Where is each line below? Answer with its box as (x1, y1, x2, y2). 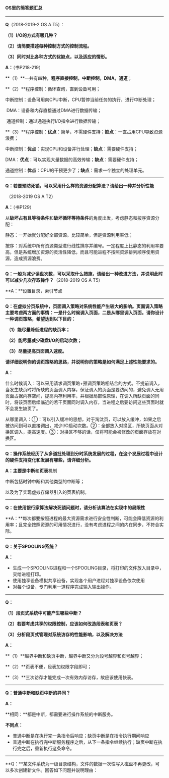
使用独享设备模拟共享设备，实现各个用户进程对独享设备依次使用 (12, 578, 145, 584)
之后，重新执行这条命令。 (21, 745, 74, 752)
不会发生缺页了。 (5, 405, 41, 411)
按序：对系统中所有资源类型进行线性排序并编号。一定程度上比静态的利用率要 (5, 243, 164, 249)
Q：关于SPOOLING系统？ (5, 543, 58, 550)
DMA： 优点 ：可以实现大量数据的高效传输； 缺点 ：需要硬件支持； (5, 157, 139, 163)
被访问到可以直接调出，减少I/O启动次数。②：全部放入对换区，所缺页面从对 (5, 423, 163, 429)
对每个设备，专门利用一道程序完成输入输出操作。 (12, 584, 114, 590)
